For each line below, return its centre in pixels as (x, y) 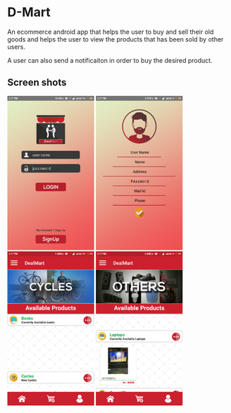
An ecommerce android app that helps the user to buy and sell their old (111, 32)
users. (17, 47)
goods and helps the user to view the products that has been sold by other (115, 39)
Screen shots (37, 83)
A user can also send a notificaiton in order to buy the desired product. (110, 60)
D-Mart (29, 12)
